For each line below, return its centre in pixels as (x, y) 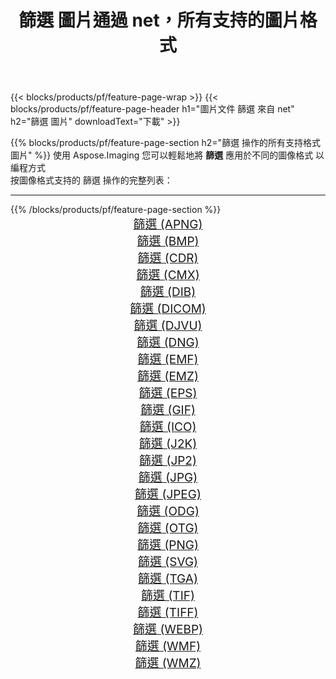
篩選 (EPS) (168, 393)
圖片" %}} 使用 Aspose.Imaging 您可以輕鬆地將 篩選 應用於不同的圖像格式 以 (167, 155)
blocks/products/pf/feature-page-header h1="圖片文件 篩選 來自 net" (152, 109)
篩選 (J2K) (168, 444)
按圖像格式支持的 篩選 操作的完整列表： (91, 180)
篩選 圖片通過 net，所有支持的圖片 (159, 20)
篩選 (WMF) (168, 647)
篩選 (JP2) (168, 461)
